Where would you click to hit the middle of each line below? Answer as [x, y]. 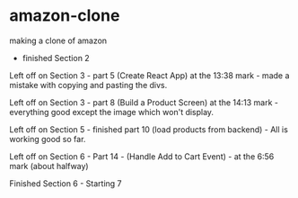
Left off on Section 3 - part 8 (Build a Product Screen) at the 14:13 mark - [144, 102]
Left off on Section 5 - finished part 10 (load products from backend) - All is [149, 129]
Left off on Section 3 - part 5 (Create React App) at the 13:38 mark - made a [149, 75]
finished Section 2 [56, 58]
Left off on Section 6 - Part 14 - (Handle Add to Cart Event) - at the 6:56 [142, 156]
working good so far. [48, 139]
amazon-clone [65, 16]
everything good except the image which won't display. [111, 112]
